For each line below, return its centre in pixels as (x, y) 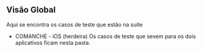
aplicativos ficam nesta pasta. (52, 42)
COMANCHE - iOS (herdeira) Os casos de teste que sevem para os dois (106, 36)
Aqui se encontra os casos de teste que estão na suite (75, 24)
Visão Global (31, 10)
